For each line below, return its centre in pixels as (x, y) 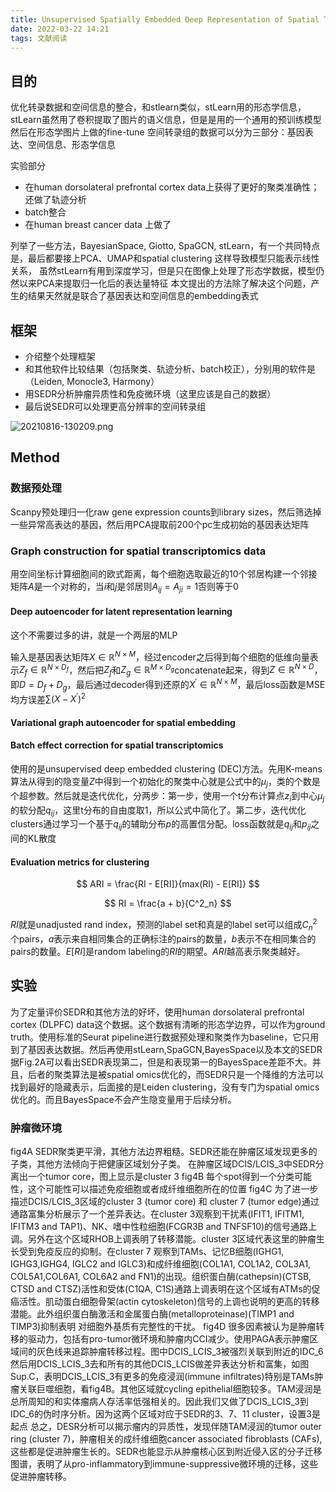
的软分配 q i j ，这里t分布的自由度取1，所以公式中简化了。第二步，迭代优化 (158, 811)
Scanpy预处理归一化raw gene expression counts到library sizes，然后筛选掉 (166, 512)
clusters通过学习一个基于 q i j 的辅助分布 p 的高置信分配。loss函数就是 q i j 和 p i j (161, 825)
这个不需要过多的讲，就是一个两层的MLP (94, 635)
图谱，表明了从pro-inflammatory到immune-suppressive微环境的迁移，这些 (164, 1463)
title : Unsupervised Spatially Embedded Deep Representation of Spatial (165, 19)
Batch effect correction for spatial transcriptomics (117, 745)
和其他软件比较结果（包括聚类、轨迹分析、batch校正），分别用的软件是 (170, 369)
